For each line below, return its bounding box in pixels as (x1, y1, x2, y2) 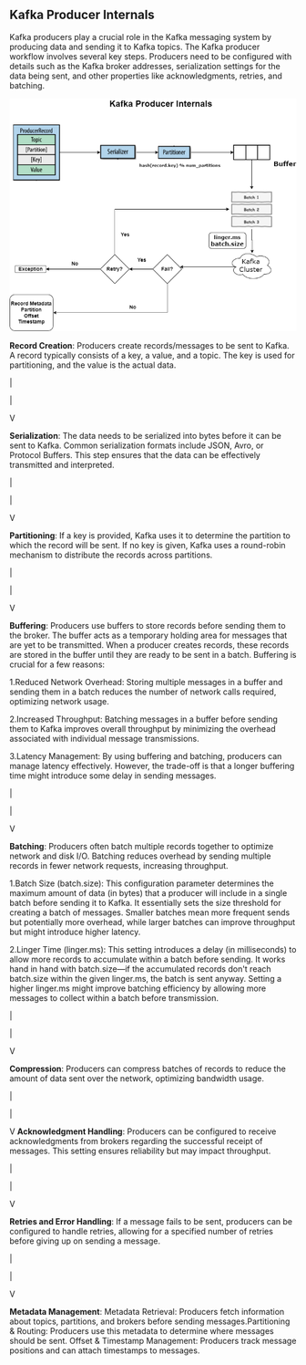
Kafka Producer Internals (9, 7, 155, 23)
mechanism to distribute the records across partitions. (9, 549, 213, 560)
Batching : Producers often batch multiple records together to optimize (9, 840, 274, 851)
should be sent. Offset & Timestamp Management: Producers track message (9, 1335, 297, 1346)
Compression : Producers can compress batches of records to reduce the (9, 1063, 287, 1074)
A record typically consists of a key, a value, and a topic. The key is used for (9, 349, 295, 360)
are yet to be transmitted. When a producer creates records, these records (9, 639, 290, 651)
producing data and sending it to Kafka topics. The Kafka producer (9, 41, 260, 52)
